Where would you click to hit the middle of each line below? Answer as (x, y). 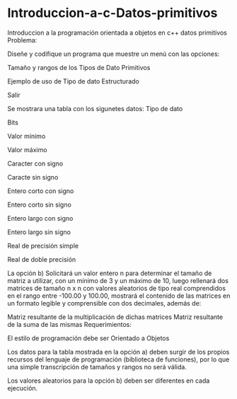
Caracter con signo (35, 163)
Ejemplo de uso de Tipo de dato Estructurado (73, 81)
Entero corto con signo (41, 191)
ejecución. (23, 388)
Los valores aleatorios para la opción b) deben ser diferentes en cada (109, 381)
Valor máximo (27, 149)
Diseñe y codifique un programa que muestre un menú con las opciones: (114, 54)
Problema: (22, 40)
